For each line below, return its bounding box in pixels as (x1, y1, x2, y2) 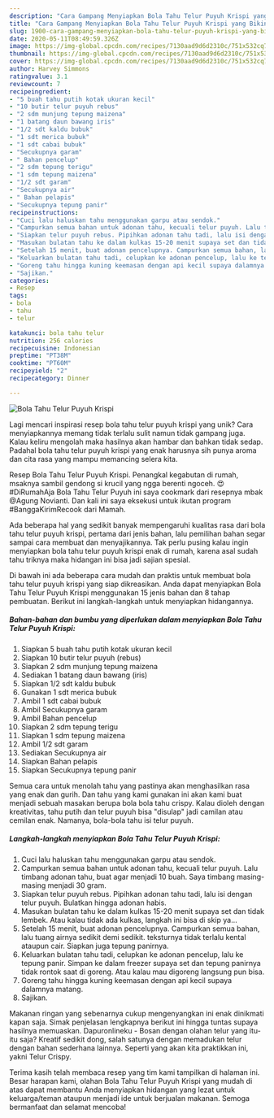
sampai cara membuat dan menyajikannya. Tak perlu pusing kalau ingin (9, 537, 249, 547)
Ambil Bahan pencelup (20, 713, 97, 723)
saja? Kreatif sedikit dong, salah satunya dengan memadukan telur (20, 1034, 242, 1044)
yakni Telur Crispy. (9, 1051, 72, 1061)
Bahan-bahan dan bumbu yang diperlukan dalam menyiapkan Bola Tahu (9, 615, 263, 624)
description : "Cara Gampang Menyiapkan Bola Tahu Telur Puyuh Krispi (9, 11, 250, 20)
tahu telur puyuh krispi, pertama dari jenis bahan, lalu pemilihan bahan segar (9, 529, 266, 538)
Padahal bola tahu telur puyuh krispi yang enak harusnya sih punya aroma (9, 445, 257, 455)
